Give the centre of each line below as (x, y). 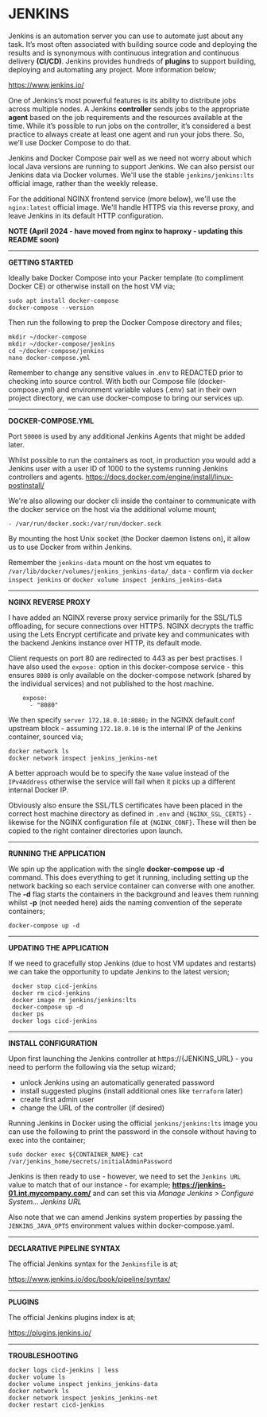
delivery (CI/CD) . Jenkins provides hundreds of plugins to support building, (132, 61)
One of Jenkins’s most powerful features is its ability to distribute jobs (122, 100)
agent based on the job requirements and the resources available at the (126, 117)
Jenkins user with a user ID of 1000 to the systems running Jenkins (118, 468)
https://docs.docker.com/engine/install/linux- (159, 477)
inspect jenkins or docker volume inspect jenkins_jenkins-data (115, 579)
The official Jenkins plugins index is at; (72, 1317)
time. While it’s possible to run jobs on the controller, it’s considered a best (130, 126)
